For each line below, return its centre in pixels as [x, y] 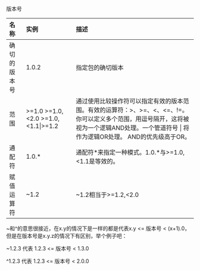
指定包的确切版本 [100, 67]
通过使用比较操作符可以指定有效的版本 [129, 101]
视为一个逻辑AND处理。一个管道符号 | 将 [132, 128]
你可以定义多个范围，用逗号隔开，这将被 [132, 119]
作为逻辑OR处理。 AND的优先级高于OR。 [133, 137]
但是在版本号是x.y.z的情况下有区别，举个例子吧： [67, 236]
